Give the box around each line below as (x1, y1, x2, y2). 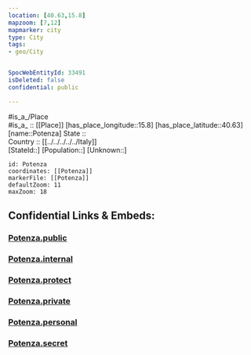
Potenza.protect (8, 274, 72, 285)
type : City (8, 33, 44, 42)
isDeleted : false (8, 76, 65, 84)
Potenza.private (8, 295, 71, 306)
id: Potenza (8, 160, 47, 168)
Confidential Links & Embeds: (8, 209, 155, 223)
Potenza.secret (8, 338, 68, 349)
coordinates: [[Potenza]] (8, 167, 93, 175)
